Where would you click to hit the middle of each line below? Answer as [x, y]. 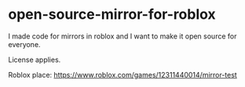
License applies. [35, 60]
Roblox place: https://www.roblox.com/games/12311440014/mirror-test [122, 74]
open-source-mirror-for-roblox [112, 14]
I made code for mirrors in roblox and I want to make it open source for [122, 36]
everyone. [24, 44]
